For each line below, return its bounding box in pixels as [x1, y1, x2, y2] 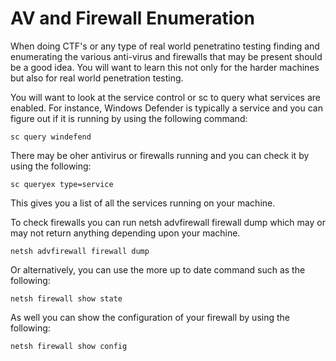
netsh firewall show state [10, 293, 123, 304]
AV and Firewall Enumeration [10, 7, 255, 30]
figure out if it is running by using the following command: [10, 112, 248, 124]
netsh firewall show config [10, 341, 128, 351]
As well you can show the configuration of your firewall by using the [10, 311, 290, 323]
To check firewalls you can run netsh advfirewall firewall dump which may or [10, 216, 326, 228]
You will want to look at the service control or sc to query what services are [10, 91, 322, 103]
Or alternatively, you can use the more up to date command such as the [10, 263, 306, 276]
